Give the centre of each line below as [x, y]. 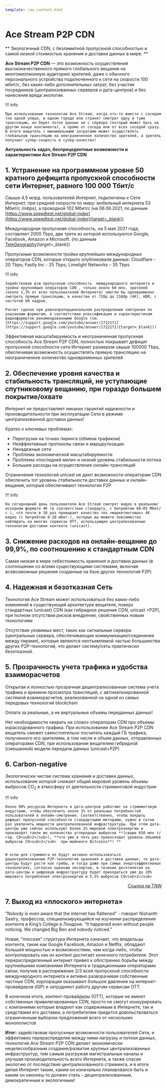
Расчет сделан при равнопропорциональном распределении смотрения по [79, 310]
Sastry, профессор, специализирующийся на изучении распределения [81, 919]
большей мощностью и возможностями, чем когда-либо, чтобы [74, 950]
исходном [14, 509]
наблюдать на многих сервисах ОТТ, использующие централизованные [75, 522]
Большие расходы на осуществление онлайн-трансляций [74, 465]
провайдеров [19, 987]
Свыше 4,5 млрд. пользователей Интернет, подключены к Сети [73, 198]
